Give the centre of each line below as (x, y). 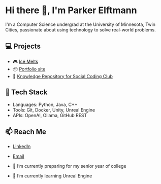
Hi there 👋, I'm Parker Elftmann (71, 10)
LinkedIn (22, 146)
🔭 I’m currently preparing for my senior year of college (69, 166)
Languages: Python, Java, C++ (45, 104)
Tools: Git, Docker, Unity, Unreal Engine (54, 110)
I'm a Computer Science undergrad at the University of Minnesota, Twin (80, 24)
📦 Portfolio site (29, 69)
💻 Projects (23, 46)
